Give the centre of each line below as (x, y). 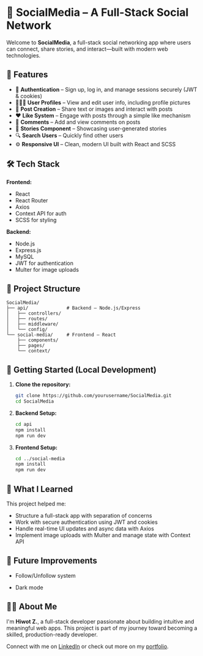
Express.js (28, 250)
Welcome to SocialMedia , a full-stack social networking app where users (99, 42)
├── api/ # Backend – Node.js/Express (73, 308)
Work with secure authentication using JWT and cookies (86, 522)
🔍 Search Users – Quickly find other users (69, 135)
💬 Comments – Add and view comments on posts (78, 122)
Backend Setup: (36, 413)
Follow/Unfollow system (46, 575)
